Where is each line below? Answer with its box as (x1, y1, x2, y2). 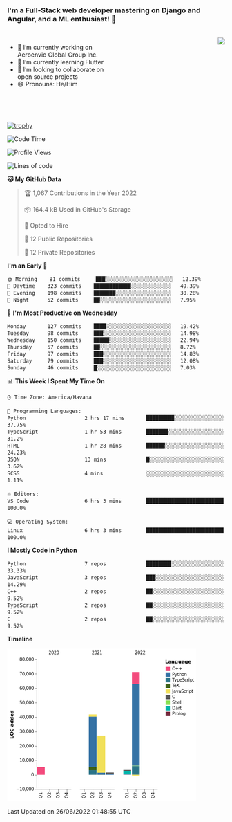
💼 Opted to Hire (23, 221, 69, 230)
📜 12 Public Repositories (23, 235, 93, 244)
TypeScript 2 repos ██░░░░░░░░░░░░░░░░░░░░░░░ (7, 602, 224, 609)
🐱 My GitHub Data (7, 175, 62, 183)
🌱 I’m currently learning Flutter (17, 58, 104, 66)
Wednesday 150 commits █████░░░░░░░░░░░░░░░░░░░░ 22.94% (7, 337, 199, 344)
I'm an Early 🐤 (7, 262, 48, 270)
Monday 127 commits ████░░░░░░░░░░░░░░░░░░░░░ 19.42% (7, 323, 199, 330)
